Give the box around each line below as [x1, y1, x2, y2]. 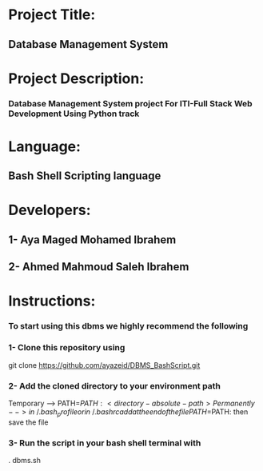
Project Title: [8, 6, 96, 24]
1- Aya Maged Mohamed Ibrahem [8, 233, 177, 246]
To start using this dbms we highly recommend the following [8, 321, 249, 332]
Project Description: [8, 70, 145, 87]
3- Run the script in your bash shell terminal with [8, 437, 201, 449]
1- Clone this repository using [8, 342, 126, 353]
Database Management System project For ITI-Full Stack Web [8, 98, 253, 109]
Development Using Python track [8, 108, 140, 119]
